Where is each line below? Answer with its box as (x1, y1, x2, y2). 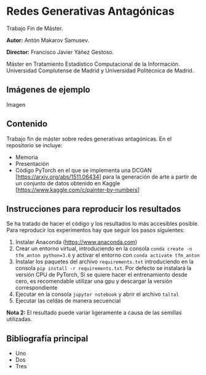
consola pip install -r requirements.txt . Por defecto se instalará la (15, 265, 192, 272)
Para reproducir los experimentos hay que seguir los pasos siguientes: (6, 226, 185, 234)
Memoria (15, 153, 38, 161)
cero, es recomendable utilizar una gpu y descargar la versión (15, 277, 173, 285)
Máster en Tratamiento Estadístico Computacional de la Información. (6, 60, 180, 68)
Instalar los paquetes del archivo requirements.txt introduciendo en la (15, 258, 194, 265)
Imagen (6, 101, 26, 108)
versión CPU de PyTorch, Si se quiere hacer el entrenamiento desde (15, 271, 188, 279)
